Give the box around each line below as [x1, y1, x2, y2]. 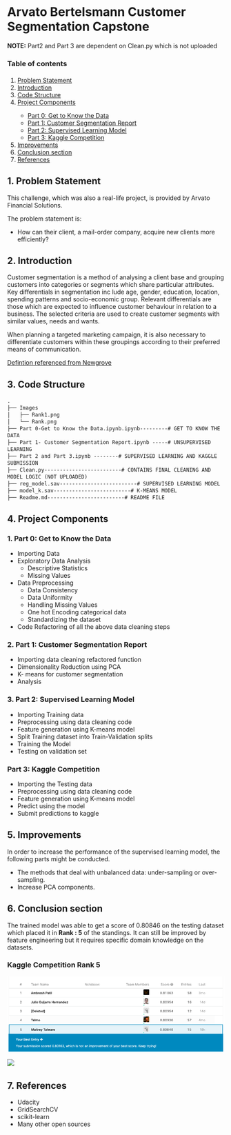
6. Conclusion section [7, 903, 103, 914]
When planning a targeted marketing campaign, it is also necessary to [7, 330, 206, 339]
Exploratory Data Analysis [17, 556, 91, 565]
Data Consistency [27, 585, 78, 594]
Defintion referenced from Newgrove [7, 359, 112, 367]
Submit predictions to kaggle [17, 809, 99, 817]
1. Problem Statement [7, 175, 101, 187]
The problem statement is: [7, 214, 82, 223]
